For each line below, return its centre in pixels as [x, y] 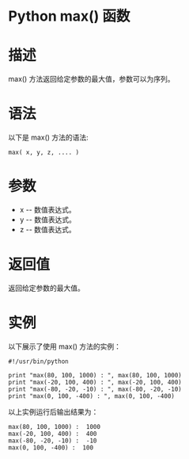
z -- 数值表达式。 [48, 229]
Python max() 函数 [69, 16]
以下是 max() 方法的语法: [48, 138]
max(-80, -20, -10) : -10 [53, 441]
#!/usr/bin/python [38, 361]
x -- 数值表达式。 [48, 210]
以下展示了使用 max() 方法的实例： [64, 346]
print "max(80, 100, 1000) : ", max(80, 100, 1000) [95, 375]
